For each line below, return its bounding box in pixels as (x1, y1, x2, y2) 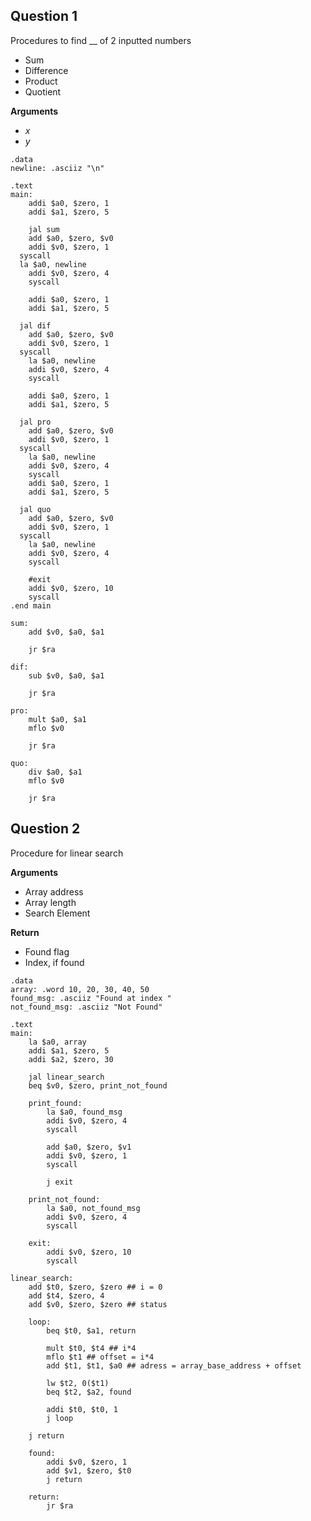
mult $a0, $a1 (28, 714, 87, 724)
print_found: (28, 1098, 83, 1108)
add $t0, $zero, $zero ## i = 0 (28, 1282, 163, 1292)
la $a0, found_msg (46, 1107, 123, 1117)
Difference (24, 64, 69, 76)
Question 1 (10, 8, 78, 25)
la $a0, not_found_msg (46, 1203, 141, 1213)
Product (24, 75, 58, 87)
